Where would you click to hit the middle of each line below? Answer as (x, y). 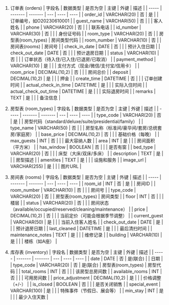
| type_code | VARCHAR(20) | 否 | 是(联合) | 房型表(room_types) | (78, 265)
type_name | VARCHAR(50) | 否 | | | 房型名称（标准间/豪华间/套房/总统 (84, 128)
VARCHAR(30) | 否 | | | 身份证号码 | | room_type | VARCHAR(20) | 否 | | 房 (87, 34)
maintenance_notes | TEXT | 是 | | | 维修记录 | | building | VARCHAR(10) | (86, 235)
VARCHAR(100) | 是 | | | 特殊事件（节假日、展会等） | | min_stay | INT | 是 (87, 291)
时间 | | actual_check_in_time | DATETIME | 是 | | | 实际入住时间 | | (79, 85)
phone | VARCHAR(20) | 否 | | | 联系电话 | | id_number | (83, 27)
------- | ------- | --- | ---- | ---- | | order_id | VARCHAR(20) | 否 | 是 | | (84, 14)
